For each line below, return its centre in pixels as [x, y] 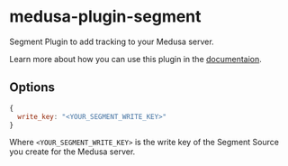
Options [32, 88]
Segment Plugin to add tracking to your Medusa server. [112, 41]
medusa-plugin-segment [105, 17]
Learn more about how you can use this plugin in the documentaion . [136, 59]
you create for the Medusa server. [72, 152]
